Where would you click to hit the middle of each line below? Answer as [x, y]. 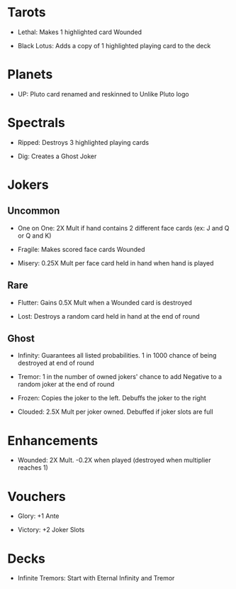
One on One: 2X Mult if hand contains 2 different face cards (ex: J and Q [123, 228]
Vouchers [36, 496]
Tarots [27, 12]
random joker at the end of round [66, 385]
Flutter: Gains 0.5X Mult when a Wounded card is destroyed [105, 302]
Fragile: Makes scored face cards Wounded [81, 249]
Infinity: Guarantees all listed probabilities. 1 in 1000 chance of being [117, 356]
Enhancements [53, 440]
